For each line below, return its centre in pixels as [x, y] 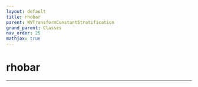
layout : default [26, 11]
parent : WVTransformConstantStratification [60, 22]
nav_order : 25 [24, 33]
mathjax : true [24, 39]
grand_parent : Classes [34, 28]
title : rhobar [24, 17]
